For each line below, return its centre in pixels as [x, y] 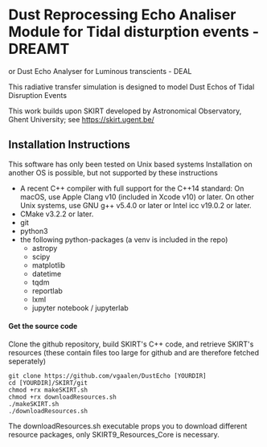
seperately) [27, 361]
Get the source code [43, 326]
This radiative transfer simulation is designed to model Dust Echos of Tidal [131, 87]
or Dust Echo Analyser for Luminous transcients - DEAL [100, 71]
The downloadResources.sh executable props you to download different [128, 426]
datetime [47, 273]
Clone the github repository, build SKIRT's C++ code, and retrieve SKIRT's [131, 344]
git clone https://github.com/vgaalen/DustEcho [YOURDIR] [107, 375]
